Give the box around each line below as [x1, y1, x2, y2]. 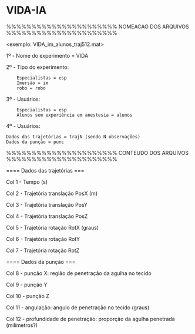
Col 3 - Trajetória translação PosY [6, 201, 88, 208]
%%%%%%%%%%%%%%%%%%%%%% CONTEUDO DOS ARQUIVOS [6, 149, 189, 156]
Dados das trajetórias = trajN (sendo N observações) [6, 134, 141, 140]
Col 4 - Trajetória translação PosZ [6, 213, 88, 220]
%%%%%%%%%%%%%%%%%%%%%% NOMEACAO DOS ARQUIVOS [6, 23, 189, 30]
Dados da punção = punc [6, 139, 65, 145]
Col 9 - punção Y [6, 281, 48, 288]
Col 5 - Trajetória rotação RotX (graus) [6, 224, 99, 231]
